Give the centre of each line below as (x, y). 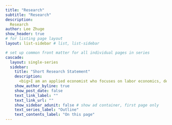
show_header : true (25, 34)
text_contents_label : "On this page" (55, 115)
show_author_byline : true (42, 86)
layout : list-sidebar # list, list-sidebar (52, 44)
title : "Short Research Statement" (52, 72)
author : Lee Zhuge (25, 29)
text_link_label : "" (36, 95)
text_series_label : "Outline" (47, 110)
